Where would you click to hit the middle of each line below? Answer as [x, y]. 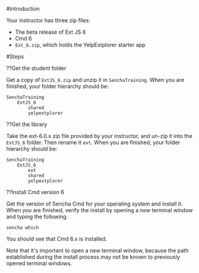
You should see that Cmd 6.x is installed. [57, 239]
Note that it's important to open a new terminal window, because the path [97, 250]
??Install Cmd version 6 [35, 192]
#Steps [15, 56]
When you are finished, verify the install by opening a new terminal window [99, 210]
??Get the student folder [36, 68]
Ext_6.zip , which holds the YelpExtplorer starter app [80, 45]
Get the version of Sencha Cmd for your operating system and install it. [94, 204]
